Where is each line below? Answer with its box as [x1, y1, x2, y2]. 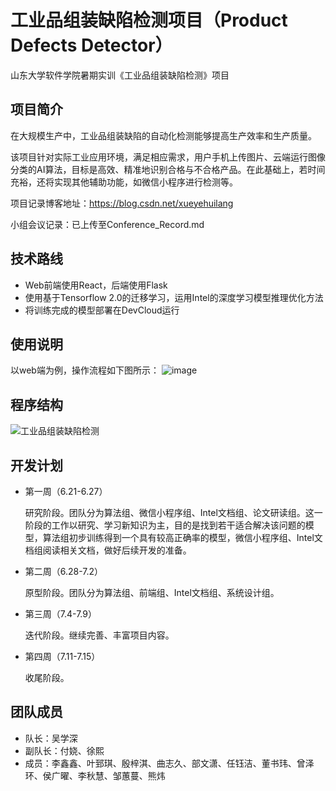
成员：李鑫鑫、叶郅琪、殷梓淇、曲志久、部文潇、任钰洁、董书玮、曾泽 [24, 757, 315, 769]
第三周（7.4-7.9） [24, 608, 97, 620]
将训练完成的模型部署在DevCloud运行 [24, 304, 180, 316]
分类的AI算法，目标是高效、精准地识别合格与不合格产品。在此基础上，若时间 [10, 163, 326, 175]
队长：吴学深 [24, 732, 78, 744]
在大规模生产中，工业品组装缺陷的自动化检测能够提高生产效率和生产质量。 [10, 129, 317, 141]
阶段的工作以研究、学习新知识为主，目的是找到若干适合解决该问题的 [24, 519, 306, 531]
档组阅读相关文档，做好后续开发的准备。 [24, 544, 192, 556]
